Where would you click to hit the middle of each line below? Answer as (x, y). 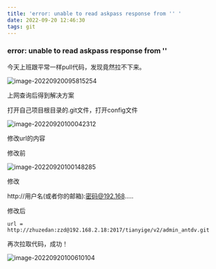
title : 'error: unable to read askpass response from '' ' (94, 14)
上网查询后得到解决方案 (41, 95)
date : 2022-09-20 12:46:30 (46, 20)
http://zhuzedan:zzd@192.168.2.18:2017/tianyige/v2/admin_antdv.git (108, 230)
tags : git (22, 26)
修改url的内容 (26, 138)
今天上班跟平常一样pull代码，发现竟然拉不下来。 (76, 67)
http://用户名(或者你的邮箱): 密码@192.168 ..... (70, 196)
